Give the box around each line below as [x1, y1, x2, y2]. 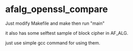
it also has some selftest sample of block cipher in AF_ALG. [5, 30, 128, 36]
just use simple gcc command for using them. [5, 39, 101, 46]
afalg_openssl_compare [5, 4, 108, 15]
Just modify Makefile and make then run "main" [5, 20, 105, 26]
